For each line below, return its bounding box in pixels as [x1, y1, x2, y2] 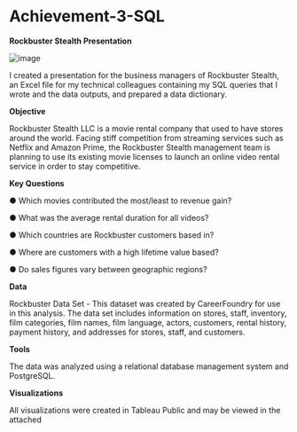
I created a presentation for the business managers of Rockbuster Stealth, [9, 69, 279, 81]
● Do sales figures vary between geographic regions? [9, 263, 207, 274]
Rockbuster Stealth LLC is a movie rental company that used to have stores [9, 122, 284, 134]
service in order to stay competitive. [9, 161, 141, 171]
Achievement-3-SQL [9, 6, 166, 27]
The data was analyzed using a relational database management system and [9, 361, 289, 372]
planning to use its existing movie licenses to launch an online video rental [9, 151, 280, 161]
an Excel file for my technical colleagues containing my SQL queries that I [9, 79, 277, 90]
